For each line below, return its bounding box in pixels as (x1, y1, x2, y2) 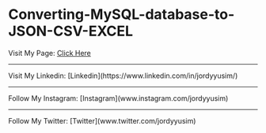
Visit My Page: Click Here (8, 48, 91, 57)
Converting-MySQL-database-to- (8, 6, 235, 24)
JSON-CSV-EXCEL (8, 22, 133, 40)
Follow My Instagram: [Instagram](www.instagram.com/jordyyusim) (8, 93, 229, 103)
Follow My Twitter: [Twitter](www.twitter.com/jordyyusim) (8, 116, 196, 125)
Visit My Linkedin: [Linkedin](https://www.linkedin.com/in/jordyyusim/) (8, 71, 238, 80)
